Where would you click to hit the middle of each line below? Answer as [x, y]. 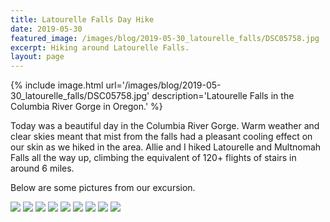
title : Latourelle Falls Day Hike [82, 19]
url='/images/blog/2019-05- [163, 85]
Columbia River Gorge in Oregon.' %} [86, 107]
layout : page [37, 57]
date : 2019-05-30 [46, 29]
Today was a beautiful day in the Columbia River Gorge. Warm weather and [165, 126]
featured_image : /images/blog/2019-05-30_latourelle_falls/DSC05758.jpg [165, 38]
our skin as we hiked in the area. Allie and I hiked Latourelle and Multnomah [166, 147]
